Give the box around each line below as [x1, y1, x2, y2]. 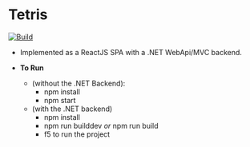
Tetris [8, 6, 48, 24]
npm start [43, 95, 76, 105]
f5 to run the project [43, 129, 111, 139]
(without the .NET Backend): [31, 78, 126, 88]
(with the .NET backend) [31, 104, 113, 113]
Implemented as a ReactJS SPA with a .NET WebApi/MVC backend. [19, 47, 243, 57]
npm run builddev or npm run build [43, 121, 159, 130]
